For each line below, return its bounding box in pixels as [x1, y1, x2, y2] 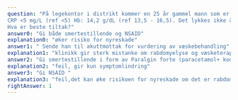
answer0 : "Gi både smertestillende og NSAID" [7, 30, 144, 37]
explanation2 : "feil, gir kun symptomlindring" [7, 63, 151, 70]
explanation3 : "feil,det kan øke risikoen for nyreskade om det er [7, 75, 211, 83]
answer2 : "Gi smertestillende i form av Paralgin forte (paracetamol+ [7, 56, 220, 63]
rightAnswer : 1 [7, 82, 52, 89]
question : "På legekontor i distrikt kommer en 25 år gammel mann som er [7, 10, 230, 18]
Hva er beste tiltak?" [7, 23, 74, 30]
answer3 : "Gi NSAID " [7, 69, 72, 76]
